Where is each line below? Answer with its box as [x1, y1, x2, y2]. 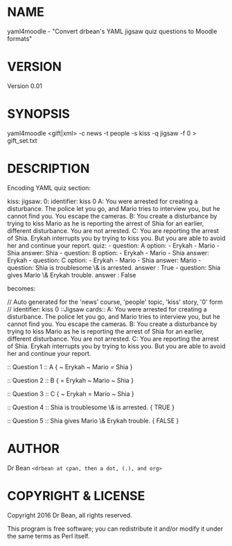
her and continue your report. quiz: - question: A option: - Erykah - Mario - [7, 241, 220, 250]
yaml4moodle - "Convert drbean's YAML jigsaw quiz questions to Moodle [7, 27, 217, 35]
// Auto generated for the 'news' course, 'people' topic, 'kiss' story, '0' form [7, 298, 223, 306]
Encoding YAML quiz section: [7, 183, 91, 191]
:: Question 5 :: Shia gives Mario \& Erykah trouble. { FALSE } [7, 416, 179, 425]
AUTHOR [7, 441, 60, 457]
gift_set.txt [7, 136, 37, 144]
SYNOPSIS [7, 106, 71, 122]
